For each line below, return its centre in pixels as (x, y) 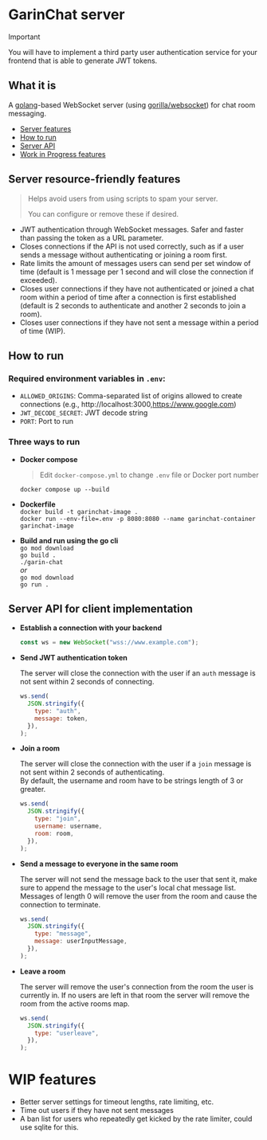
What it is (32, 86)
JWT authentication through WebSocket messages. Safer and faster (132, 229)
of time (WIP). (43, 331)
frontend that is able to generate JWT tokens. (83, 61)
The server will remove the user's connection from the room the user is (136, 986)
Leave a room (43, 971)
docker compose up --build (65, 489)
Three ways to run (44, 442)
